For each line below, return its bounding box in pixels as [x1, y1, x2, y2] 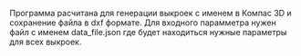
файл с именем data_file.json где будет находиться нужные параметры [9, 27, 287, 37]
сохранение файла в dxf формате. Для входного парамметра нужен [9, 17, 276, 28]
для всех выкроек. [9, 36, 82, 47]
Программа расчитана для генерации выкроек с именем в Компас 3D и [9, 8, 292, 18]
